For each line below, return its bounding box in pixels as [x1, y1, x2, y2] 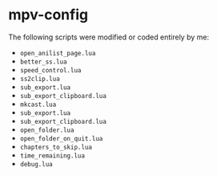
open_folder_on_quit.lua [19, 134, 103, 142]
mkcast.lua [19, 100, 57, 108]
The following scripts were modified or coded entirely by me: [8, 32, 210, 42]
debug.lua [19, 160, 54, 168]
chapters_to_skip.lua [19, 143, 92, 151]
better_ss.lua [19, 58, 67, 66]
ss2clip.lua [19, 75, 60, 83]
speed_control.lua [19, 66, 82, 74]
